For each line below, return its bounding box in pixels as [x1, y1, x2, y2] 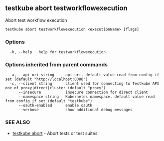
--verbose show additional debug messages [18, 107, 133, 113]
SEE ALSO [5, 119, 30, 126]
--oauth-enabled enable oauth [18, 103, 93, 108]
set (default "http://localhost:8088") [5, 77, 88, 82]
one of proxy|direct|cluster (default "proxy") [5, 86, 106, 91]
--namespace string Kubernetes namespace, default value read [18, 94, 155, 99]
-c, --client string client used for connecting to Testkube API [9, 81, 160, 86]
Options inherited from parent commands [5, 61, 108, 68]
